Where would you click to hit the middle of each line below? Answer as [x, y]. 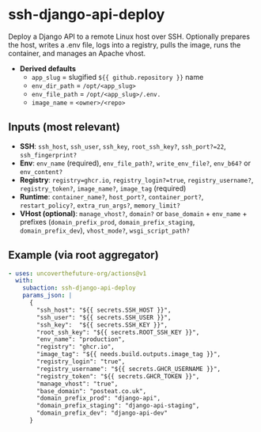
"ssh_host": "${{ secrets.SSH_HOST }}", [104, 310]
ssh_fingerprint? [48, 155]
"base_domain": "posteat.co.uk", [92, 391]
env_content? [41, 172]
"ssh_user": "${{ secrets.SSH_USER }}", [104, 317]
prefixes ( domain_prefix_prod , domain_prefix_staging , [107, 222]
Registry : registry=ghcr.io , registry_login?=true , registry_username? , [136, 180]
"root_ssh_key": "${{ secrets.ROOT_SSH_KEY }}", [118, 332]
